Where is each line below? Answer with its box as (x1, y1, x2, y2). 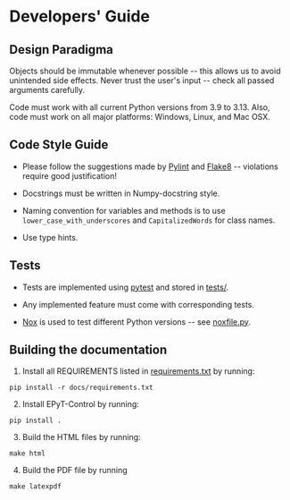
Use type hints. (21, 232, 79, 242)
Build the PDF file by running (21, 465, 128, 476)
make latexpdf (9, 482, 62, 491)
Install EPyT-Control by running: (21, 399, 140, 410)
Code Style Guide (9, 137, 109, 153)
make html (9, 449, 46, 458)
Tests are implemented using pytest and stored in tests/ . (21, 282, 229, 292)
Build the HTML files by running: (21, 432, 141, 443)
